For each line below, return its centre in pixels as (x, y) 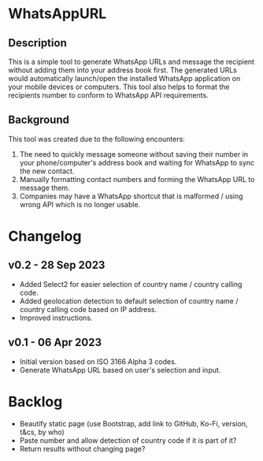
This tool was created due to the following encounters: (96, 139)
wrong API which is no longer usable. (80, 204)
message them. (44, 188)
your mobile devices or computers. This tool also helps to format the (119, 87)
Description (37, 43)
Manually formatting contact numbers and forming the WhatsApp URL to (137, 179)
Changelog (45, 236)
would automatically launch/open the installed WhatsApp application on (124, 78)
